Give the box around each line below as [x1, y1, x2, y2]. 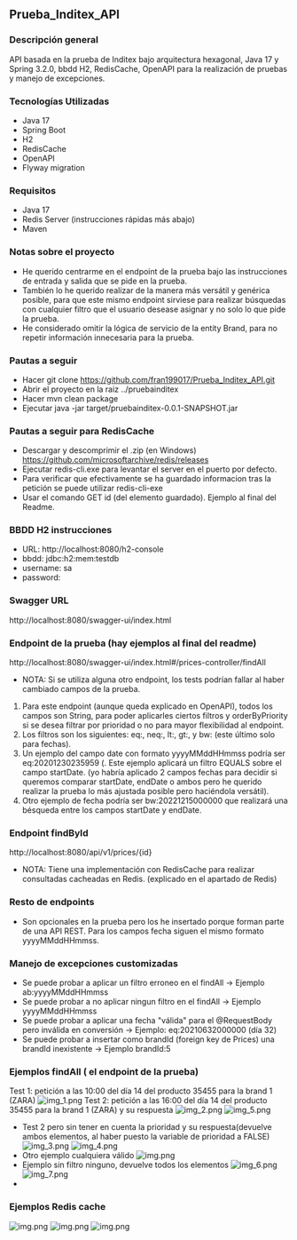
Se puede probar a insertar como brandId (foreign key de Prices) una [21, 1034, 275, 1045]
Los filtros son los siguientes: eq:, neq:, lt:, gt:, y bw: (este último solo [21, 729, 276, 740]
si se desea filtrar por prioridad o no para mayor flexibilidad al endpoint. [21, 719, 285, 731]
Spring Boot [21, 124, 66, 135]
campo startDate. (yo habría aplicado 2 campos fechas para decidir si [21, 767, 277, 778]
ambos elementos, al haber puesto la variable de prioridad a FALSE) [21, 1132, 270, 1142]
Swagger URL [9, 594, 69, 607]
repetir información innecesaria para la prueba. [21, 332, 195, 343]
